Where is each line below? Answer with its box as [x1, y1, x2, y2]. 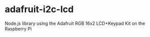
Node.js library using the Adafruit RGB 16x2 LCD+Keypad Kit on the [5, 20, 145, 26]
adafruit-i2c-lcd [5, 4, 74, 15]
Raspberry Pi [5, 25, 32, 31]
